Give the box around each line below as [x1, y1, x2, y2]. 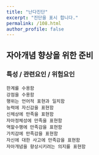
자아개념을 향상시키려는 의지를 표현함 [6, 143, 86, 150]
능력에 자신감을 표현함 [6, 104, 54, 110]
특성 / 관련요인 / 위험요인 [6, 70, 75, 78]
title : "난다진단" [6, 9, 48, 15]
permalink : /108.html [6, 20, 62, 26]
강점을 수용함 [6, 92, 35, 98]
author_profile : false [6, 26, 64, 32]
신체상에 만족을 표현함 [6, 111, 54, 117]
